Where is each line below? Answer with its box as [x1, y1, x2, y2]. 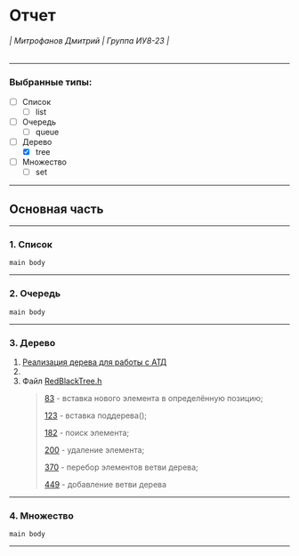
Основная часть [9, 201, 104, 216]
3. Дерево [9, 336, 56, 349]
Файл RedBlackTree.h [21, 375, 102, 386]
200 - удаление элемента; [44, 444, 145, 455]
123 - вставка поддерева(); [44, 410, 148, 421]
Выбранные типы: [9, 77, 93, 89]
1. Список [9, 238, 53, 250]
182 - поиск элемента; [44, 427, 130, 438]
